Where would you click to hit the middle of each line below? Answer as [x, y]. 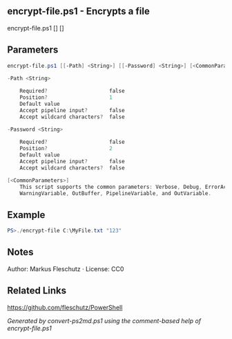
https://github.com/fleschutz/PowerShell [65, 307]
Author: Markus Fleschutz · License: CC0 [66, 268]
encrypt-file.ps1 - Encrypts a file [78, 11]
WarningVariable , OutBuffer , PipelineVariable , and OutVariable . [116, 193]
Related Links [37, 291]
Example [26, 215]
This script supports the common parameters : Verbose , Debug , [111, 187]
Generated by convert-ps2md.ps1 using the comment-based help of [104, 320]
